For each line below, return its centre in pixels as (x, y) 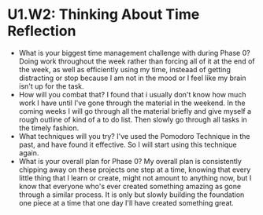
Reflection (42, 31)
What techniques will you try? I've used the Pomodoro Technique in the (134, 136)
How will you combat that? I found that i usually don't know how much (132, 94)
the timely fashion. (49, 128)
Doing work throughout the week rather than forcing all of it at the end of (137, 61)
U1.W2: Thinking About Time (104, 15)
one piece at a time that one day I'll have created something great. (126, 202)
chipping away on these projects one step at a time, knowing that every (135, 169)
